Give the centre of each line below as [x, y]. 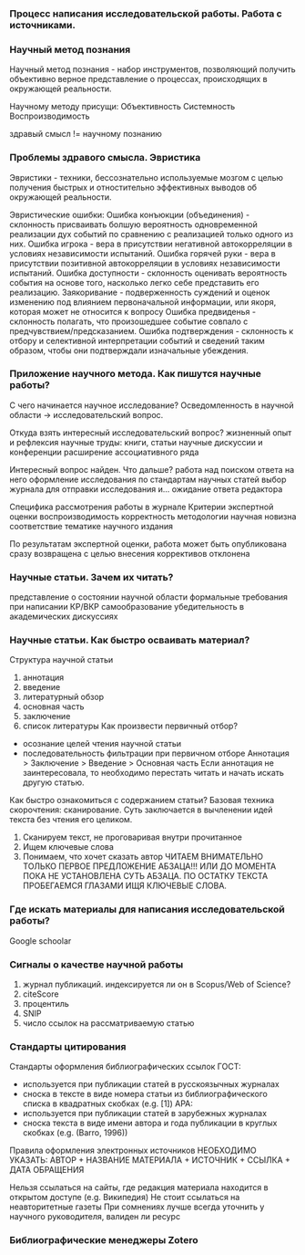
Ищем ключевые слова [68, 847]
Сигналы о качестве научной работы [97, 964]
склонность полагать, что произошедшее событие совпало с [129, 321]
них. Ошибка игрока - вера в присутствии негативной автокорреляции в [151, 244]
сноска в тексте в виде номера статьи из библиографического [145, 1094]
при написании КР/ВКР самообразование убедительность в [127, 607]
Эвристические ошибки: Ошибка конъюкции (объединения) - [130, 214]
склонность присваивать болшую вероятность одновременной [133, 224]
